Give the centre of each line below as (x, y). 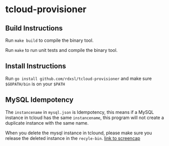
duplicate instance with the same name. (47, 123)
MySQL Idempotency (39, 100)
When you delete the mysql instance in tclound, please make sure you (79, 133)
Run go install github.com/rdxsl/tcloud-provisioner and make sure (78, 78)
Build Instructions (34, 28)
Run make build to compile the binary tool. (49, 40)
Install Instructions (36, 66)
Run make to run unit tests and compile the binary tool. (62, 50)
